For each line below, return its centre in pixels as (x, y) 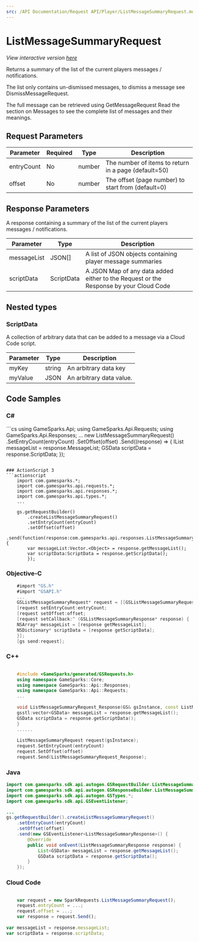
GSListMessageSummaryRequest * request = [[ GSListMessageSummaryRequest (107, 603)
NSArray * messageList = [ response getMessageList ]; (82, 625)
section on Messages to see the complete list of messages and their (89, 111)
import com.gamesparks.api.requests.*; (66, 486)
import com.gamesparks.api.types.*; (62, 496)
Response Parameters (48, 209)
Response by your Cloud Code (128, 286)
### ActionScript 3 (30, 470)
